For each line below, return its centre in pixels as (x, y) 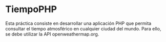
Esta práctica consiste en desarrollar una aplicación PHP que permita (78, 23)
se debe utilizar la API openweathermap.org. (52, 34)
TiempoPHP (31, 9)
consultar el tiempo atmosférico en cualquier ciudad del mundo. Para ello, (83, 28)
